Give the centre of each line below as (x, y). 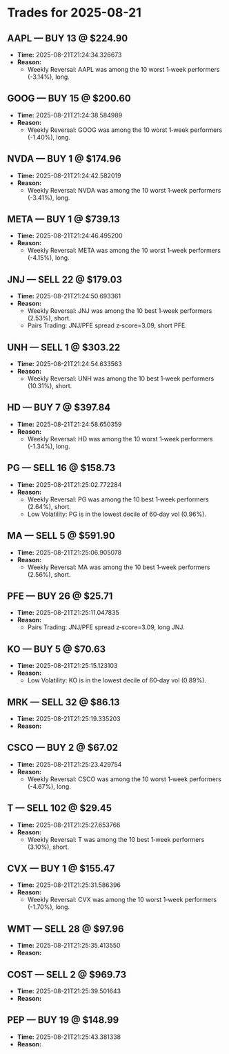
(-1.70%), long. (49, 907)
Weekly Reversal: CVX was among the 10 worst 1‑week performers (122, 900)
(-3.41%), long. (49, 198)
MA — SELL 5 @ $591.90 (61, 536)
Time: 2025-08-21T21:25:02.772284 (69, 484)
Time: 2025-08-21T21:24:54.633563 (69, 364)
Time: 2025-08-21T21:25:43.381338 (69, 1037)
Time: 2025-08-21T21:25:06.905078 (69, 552)
